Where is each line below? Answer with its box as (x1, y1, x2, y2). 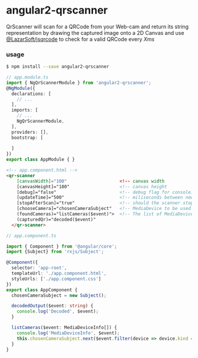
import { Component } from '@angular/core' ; (6, 243, 117, 249)
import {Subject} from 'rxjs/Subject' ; (6, 249, 104, 255)
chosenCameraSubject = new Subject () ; (11, 293, 107, 298)
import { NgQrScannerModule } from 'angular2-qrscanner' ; (6, 80, 151, 86)
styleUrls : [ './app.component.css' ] (11, 275, 101, 282)
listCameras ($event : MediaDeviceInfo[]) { (11, 325, 117, 331)
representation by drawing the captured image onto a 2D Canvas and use (6, 29, 184, 36)
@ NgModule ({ (6, 85, 35, 91)
